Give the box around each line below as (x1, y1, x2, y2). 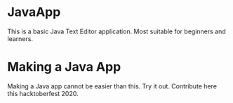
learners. (7, 34, 34, 42)
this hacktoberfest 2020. (7, 89, 79, 97)
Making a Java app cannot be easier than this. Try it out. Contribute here (7, 81, 218, 90)
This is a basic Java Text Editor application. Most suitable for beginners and (7, 27, 226, 35)
